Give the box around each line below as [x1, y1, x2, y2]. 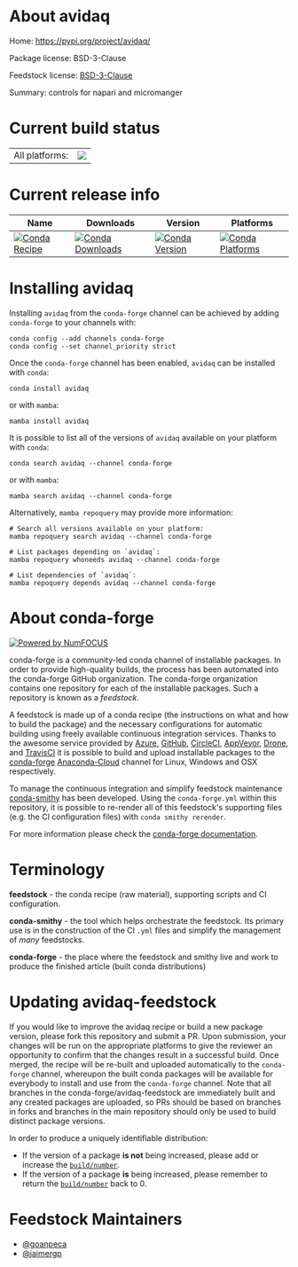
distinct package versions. [9, 1115, 106, 1126]
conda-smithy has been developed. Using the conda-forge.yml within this [9, 792, 278, 803]
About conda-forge [9, 607, 154, 628]
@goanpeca [21, 1239, 67, 1249]
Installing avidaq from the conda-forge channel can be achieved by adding [9, 308, 279, 318]
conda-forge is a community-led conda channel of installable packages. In [9, 654, 281, 665]
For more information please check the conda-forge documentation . [9, 828, 259, 839]
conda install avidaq [9, 384, 90, 393]
